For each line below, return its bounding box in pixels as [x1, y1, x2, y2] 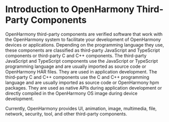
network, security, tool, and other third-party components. [5, 110, 127, 117]
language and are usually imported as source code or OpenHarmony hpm [5, 79, 159, 86]
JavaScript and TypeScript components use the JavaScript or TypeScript [5, 58, 158, 64]
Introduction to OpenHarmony [5, 4, 134, 15]
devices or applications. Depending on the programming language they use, [5, 42, 164, 48]
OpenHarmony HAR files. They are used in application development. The [5, 68, 157, 74]
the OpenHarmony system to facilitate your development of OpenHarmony [5, 36, 161, 43]
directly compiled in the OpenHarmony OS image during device [5, 90, 138, 96]
